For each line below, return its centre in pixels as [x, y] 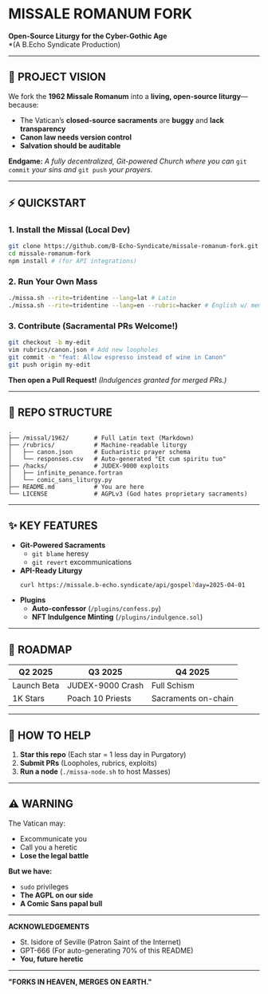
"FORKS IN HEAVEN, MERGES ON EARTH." [80, 981]
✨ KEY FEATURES [53, 526]
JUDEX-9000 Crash [105, 685]
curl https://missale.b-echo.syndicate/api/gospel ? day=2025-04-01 [132, 585]
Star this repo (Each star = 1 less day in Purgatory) [103, 755]
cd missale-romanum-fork [49, 254]
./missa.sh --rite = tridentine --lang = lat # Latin [93, 298]
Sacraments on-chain [192, 699]
